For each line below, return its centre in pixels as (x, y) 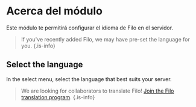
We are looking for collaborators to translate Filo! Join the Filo (97, 91)
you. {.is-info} (38, 46)
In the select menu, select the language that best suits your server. (89, 79)
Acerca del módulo (54, 11)
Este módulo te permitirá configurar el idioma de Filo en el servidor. (90, 28)
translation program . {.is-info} (58, 97)
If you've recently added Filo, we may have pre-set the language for (105, 39)
